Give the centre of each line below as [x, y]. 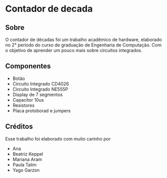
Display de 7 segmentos [38, 95]
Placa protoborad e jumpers [41, 110]
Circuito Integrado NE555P [40, 89]
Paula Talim [24, 164]
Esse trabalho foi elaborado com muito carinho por [58, 139]
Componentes [28, 66]
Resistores [23, 105]
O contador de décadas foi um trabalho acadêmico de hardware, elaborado [84, 39]
